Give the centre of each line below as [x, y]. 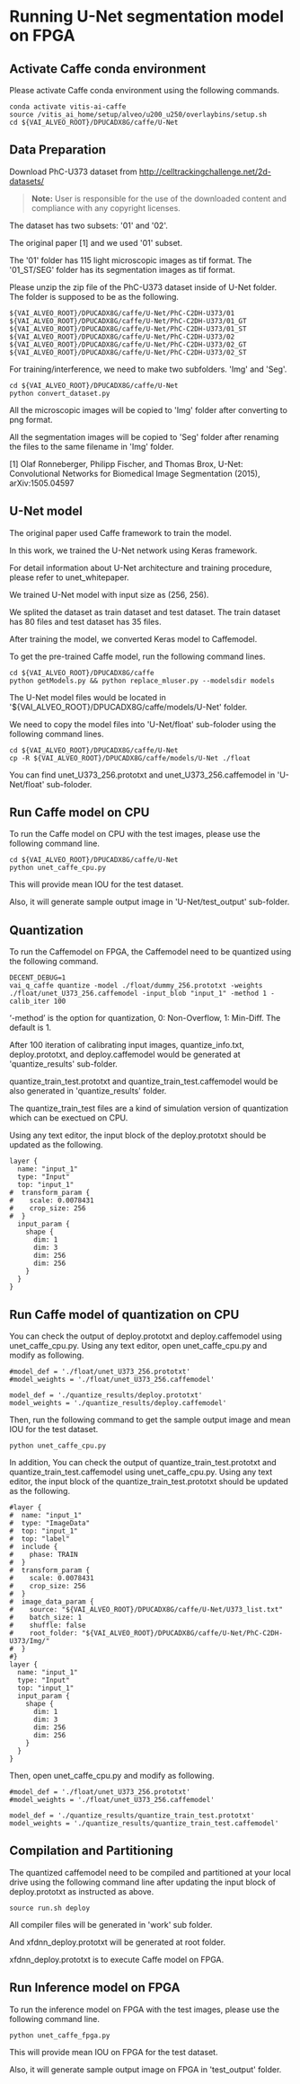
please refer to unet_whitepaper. [69, 577]
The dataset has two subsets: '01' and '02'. [88, 225]
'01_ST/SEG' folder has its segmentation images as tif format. [122, 269]
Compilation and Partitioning [91, 1851]
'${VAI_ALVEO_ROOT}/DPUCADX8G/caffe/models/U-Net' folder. [128, 707]
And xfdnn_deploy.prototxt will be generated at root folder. [118, 1942]
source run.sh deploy [50, 1908]
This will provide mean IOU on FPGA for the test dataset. [114, 2052]
